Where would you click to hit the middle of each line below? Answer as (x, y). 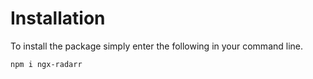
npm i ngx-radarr (46, 64)
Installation (58, 18)
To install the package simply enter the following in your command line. (157, 46)
